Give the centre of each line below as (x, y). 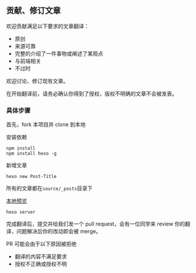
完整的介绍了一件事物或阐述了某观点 (59, 53)
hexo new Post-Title (32, 177)
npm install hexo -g (32, 154)
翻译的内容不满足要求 (41, 256)
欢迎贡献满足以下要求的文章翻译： (48, 26)
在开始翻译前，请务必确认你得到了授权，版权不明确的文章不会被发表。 (92, 93)
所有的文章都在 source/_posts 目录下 (49, 188)
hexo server (21, 212)
